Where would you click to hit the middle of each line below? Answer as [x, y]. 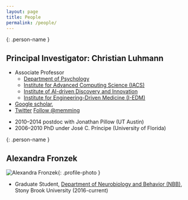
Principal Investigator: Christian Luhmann [85, 58]
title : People [24, 17]
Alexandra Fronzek [42, 158]
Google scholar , [34, 104]
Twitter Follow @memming [47, 110]
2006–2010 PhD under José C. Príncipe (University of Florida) [90, 128]
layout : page [22, 12]
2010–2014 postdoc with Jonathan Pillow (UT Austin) [79, 122]
